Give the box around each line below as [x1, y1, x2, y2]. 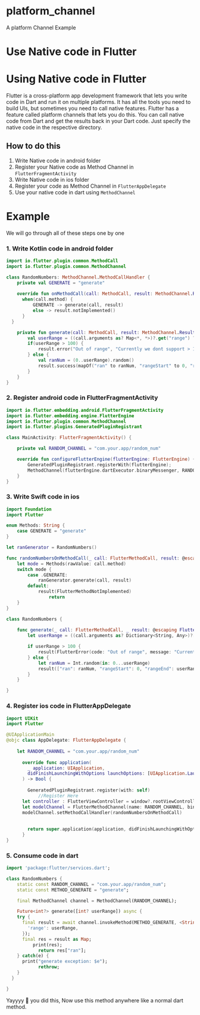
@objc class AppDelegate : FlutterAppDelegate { [6, 737, 127, 744]
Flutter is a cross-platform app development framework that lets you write [6, 92, 187, 99]
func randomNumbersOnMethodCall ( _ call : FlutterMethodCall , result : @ [6, 555, 185, 561]
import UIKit [6, 716, 39, 721]
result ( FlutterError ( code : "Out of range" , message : [37, 649, 171, 655]
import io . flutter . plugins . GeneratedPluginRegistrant [6, 424, 143, 430]
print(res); [32, 941, 62, 948]
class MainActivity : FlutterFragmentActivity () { [6, 435, 132, 441]
